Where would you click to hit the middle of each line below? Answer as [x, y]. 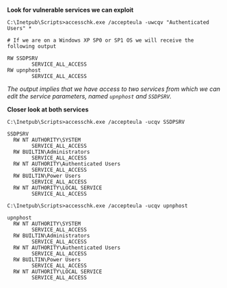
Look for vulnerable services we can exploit [70, 10]
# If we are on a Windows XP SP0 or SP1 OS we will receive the [101, 40]
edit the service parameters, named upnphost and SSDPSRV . [90, 96]
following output [32, 47]
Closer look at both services [48, 109]
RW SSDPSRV [23, 58]
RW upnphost [24, 70]
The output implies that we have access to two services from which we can [114, 89]
